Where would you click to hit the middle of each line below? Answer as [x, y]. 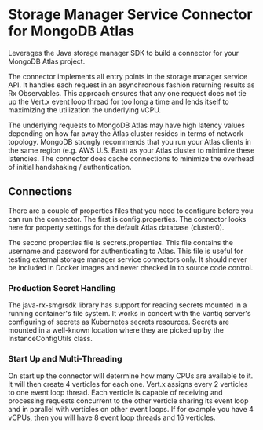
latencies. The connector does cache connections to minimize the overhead [131, 158]
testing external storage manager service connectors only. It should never [128, 259]
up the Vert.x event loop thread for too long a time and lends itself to [119, 101]
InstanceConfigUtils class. [50, 339]
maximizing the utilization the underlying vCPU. [85, 110]
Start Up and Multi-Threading [66, 358]
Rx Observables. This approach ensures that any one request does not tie [127, 93]
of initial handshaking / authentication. [70, 167]
